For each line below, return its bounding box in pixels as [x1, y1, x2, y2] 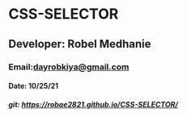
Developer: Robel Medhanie [8, 37, 151, 51]
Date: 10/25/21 [8, 81, 59, 91]
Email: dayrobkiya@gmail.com [8, 61, 130, 73]
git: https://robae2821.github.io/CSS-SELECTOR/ [8, 99, 178, 109]
